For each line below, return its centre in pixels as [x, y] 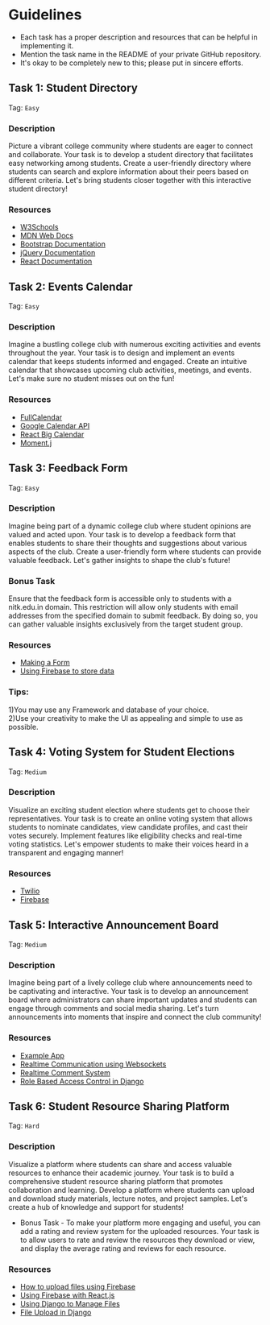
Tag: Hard [24, 1126]
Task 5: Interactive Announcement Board [114, 925]
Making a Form [45, 663]
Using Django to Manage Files [70, 1303]
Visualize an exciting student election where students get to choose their [129, 809]
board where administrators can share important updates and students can [133, 1000]
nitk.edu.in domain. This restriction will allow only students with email [123, 607]
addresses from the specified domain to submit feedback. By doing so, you [133, 616]
